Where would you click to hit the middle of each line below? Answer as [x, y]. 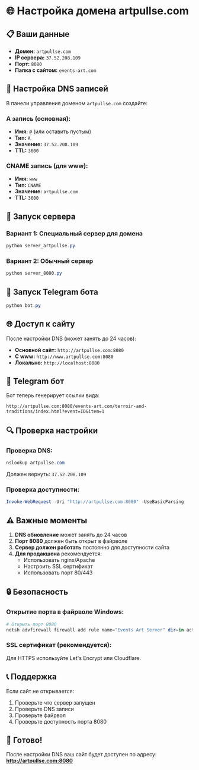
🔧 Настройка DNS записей [57, 89]
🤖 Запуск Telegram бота [52, 292]
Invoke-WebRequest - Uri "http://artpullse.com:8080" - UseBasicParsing [95, 502]
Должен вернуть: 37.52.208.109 [46, 474]
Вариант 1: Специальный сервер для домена [75, 233]
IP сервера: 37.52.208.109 [48, 57]
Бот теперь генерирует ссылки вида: [53, 395]
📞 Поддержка [32, 677]
